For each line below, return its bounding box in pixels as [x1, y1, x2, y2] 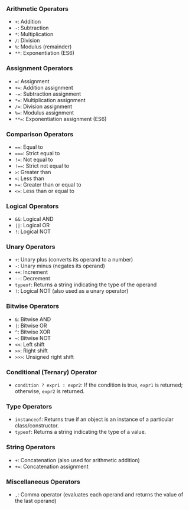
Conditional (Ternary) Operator [6, 368, 97, 376]
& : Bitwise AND [14, 315, 51, 323]
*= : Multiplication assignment [14, 96, 86, 103]
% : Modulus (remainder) [14, 43, 72, 50]
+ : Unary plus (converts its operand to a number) [14, 256, 133, 263]
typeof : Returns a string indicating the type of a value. [14, 429, 146, 436]
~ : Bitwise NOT [14, 334, 51, 341]
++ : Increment [14, 269, 48, 276]
